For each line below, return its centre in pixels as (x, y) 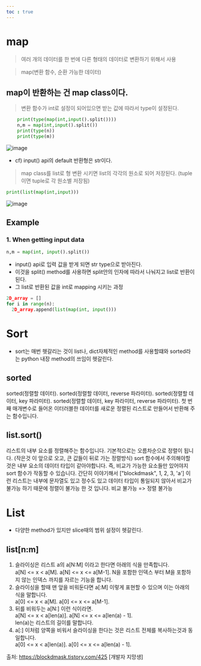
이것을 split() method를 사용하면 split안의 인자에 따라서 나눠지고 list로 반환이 (105, 272)
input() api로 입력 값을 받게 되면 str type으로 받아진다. (79, 264)
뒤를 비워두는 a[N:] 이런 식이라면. (54, 609)
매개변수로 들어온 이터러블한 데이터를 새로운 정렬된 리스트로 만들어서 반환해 (100, 408)
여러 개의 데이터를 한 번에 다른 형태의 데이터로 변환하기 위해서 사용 (98, 59)
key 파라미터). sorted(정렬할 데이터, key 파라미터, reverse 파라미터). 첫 (103, 400)
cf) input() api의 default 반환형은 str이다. (64, 160)
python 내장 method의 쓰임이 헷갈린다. (67, 358)
